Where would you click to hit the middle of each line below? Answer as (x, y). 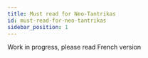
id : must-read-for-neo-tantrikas (57, 21)
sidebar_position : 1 (38, 27)
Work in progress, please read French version (74, 47)
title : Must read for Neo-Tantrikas (62, 14)
